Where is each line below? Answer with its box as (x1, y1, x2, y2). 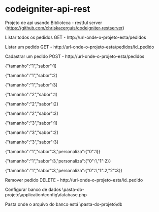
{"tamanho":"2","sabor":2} (5, 101, 59, 106)
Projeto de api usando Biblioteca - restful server (5, 20, 102, 26)
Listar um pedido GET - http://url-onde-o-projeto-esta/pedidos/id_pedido (5, 44, 154, 50)
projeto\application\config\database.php (5, 191, 87, 197)
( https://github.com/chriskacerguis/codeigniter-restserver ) (5, 25, 125, 30)
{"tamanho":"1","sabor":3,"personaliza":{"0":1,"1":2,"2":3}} (5, 167, 123, 173)
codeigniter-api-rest (5, 3, 91, 15)
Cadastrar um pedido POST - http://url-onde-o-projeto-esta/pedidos (5, 53, 145, 59)
